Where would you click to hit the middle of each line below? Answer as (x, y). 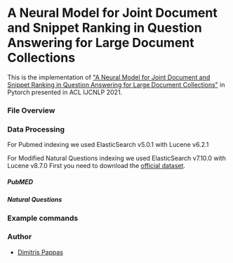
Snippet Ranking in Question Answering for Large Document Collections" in (116, 84)
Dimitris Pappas (40, 252)
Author (20, 237)
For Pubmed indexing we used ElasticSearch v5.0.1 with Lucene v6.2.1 (108, 145)
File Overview (31, 110)
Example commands (43, 218)
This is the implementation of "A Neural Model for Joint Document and (109, 77)
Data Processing (36, 129)
